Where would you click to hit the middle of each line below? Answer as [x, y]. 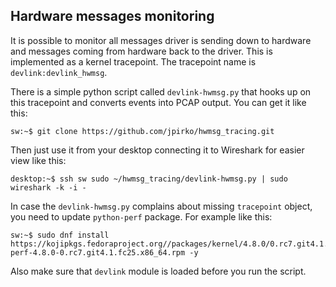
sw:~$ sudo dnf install [60, 235]
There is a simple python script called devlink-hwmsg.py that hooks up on [161, 91]
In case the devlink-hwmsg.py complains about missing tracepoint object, [161, 206]
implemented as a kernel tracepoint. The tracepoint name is [133, 61]
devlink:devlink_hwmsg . [59, 72]
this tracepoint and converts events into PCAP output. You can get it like [158, 102]
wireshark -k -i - [48, 187]
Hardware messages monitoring [112, 16]
